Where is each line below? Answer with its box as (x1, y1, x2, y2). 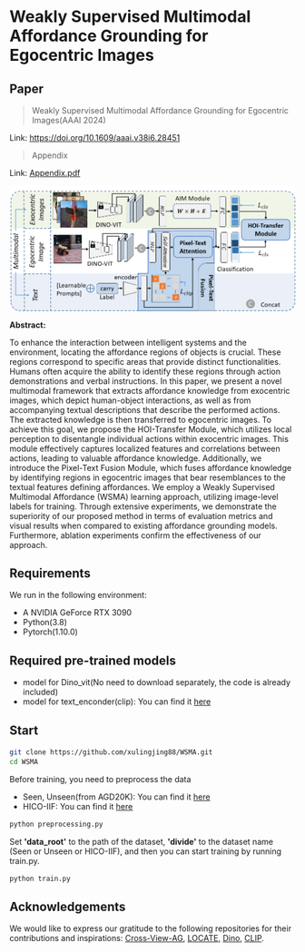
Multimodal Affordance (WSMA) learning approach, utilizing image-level (9, 491, 279, 502)
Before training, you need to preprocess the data (9, 773, 192, 784)
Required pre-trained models (9, 653, 177, 668)
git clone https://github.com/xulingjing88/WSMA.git (9, 748, 213, 757)
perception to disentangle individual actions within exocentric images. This (9, 433, 289, 444)
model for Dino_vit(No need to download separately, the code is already (22, 677, 291, 688)
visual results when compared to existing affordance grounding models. (9, 520, 279, 531)
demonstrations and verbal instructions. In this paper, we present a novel (9, 375, 282, 387)
